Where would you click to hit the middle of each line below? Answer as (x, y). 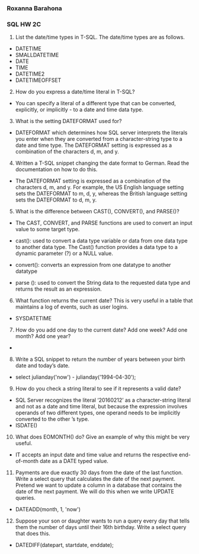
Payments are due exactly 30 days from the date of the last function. (99, 473)
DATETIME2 (30, 74)
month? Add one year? (43, 336)
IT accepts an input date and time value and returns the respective (97, 455)
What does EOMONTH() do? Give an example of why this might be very (102, 437)
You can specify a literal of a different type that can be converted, (96, 103)
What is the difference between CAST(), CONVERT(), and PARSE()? (97, 212)
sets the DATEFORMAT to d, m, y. (56, 200)
